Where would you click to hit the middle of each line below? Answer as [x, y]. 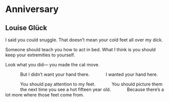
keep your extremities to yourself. [40, 55]
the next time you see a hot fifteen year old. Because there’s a [92, 89]
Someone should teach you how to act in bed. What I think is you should [80, 49]
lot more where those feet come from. [45, 95]
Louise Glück [26, 28]
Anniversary [32, 9]
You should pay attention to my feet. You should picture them [91, 84]
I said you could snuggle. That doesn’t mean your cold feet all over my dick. [84, 40]
